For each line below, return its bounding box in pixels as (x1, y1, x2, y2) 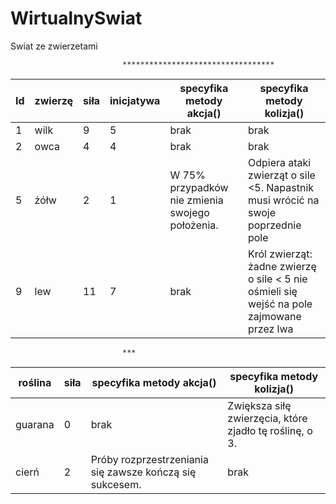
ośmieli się (247, 284, 298, 298)
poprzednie (247, 218, 302, 232)
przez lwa (247, 322, 294, 336)
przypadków (169, 180, 229, 194)
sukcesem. (90, 477, 142, 491)
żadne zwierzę (247, 259, 317, 273)
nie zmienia (169, 193, 224, 207)
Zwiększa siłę (227, 398, 292, 412)
